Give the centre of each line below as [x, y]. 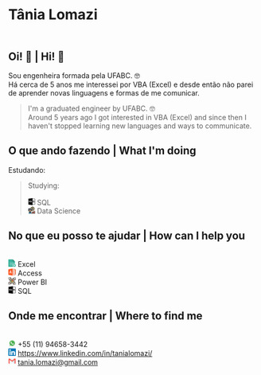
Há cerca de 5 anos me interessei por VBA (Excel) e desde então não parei [131, 84]
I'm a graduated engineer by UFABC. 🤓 [92, 108]
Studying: [43, 186]
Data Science [59, 211]
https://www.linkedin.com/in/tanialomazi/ [85, 354]
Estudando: [27, 170]
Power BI [33, 282]
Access [30, 273]
